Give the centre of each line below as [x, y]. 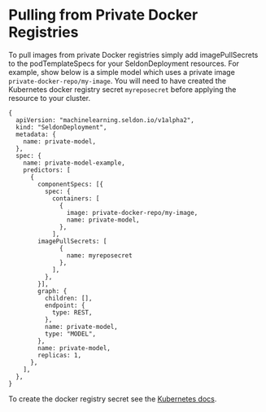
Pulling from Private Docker [103, 15]
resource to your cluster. [50, 98]
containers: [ [76, 198]
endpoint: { [65, 305]
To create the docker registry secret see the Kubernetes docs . [113, 399]
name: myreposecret [99, 255]
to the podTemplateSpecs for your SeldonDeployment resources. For [124, 64]
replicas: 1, [60, 355]
